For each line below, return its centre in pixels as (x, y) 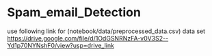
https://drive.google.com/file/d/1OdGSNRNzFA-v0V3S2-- (88, 38)
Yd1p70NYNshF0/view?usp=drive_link (61, 45)
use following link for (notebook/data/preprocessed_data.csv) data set (106, 31)
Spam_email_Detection (74, 12)
